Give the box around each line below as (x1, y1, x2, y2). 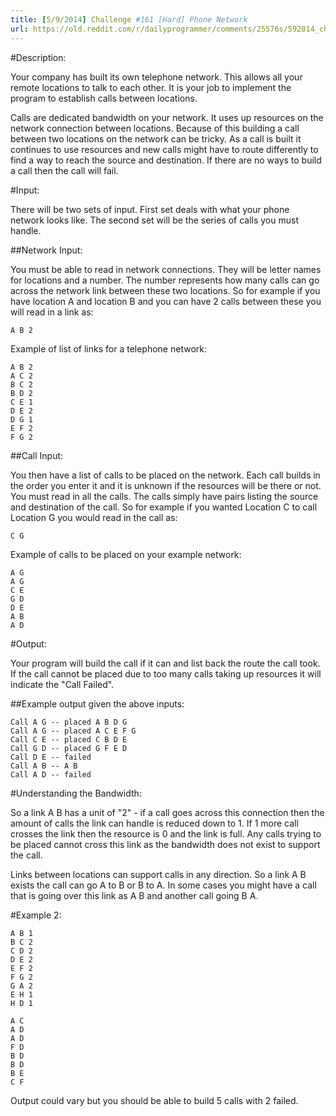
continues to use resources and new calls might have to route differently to (10, 143, 319, 155)
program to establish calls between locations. (10, 92, 198, 104)
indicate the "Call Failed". (10, 678, 115, 690)
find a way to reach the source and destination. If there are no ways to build (10, 154, 322, 166)
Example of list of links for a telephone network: (10, 342, 207, 355)
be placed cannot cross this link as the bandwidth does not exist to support (10, 838, 321, 850)
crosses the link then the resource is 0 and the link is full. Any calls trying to (10, 827, 322, 840)
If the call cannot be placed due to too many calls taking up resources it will (10, 667, 322, 680)
